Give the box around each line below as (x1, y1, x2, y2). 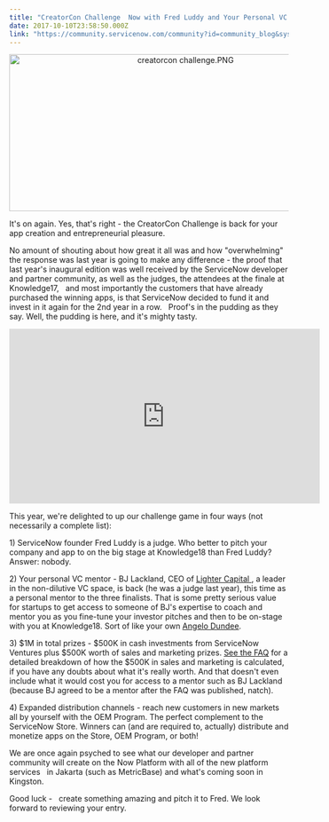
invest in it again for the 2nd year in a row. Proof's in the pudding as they (9, 302, 279, 312)
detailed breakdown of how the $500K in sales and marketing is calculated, (9, 657, 285, 668)
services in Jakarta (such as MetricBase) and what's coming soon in (9, 767, 263, 778)
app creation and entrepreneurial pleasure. (9, 228, 166, 239)
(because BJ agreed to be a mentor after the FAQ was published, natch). (9, 685, 274, 696)
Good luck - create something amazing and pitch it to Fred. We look (9, 794, 261, 804)
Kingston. (9, 776, 44, 786)
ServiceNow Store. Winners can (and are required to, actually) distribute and (9, 721, 289, 732)
